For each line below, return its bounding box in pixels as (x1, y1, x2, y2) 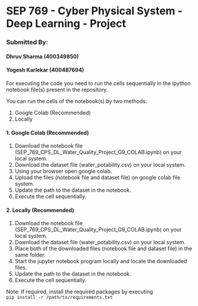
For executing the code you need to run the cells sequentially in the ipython (6, 79, 191, 87)
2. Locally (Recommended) (6, 207, 74, 214)
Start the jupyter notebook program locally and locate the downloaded (14, 258, 187, 265)
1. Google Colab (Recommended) (6, 129, 89, 136)
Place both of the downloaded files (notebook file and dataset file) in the (14, 245, 192, 252)
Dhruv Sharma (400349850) (6, 52, 79, 60)
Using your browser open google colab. (14, 168, 112, 175)
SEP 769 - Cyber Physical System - (6, 4, 183, 18)
